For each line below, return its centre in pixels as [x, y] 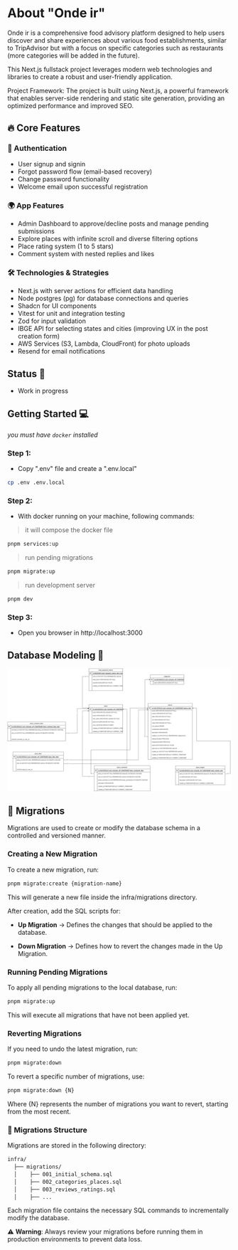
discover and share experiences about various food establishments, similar [117, 40]
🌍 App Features [36, 206]
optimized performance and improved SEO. [70, 105]
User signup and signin [52, 164]
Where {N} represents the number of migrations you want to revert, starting [118, 1103]
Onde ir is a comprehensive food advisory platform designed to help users [116, 33]
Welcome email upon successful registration [82, 186]
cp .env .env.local [36, 483]
